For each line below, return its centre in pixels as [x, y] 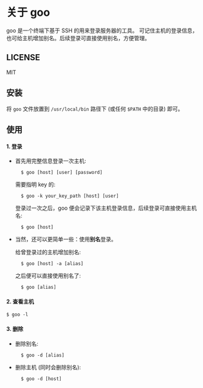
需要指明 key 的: [35, 185]
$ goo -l [17, 315]
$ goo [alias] [39, 287]
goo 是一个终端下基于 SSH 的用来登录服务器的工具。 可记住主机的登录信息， [102, 30]
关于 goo [28, 12]
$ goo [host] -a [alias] [52, 264]
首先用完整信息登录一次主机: [50, 161]
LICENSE [23, 57]
